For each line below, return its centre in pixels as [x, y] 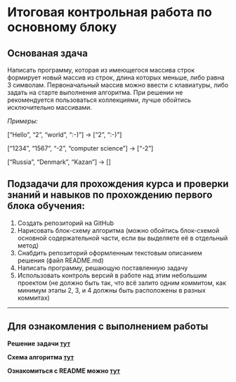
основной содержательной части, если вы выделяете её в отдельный [123, 238]
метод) [28, 245]
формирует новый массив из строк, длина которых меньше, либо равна [116, 77]
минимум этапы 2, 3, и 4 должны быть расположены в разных [111, 290]
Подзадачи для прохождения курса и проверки [118, 184]
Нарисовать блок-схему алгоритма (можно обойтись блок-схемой [118, 230]
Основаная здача [47, 53]
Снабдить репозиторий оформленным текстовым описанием [110, 253]
